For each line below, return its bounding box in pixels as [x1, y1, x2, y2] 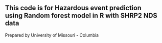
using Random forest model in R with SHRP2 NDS [5, 12, 158, 20]
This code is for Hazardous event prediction [5, 4, 142, 12]
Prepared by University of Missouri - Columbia [5, 32, 99, 38]
